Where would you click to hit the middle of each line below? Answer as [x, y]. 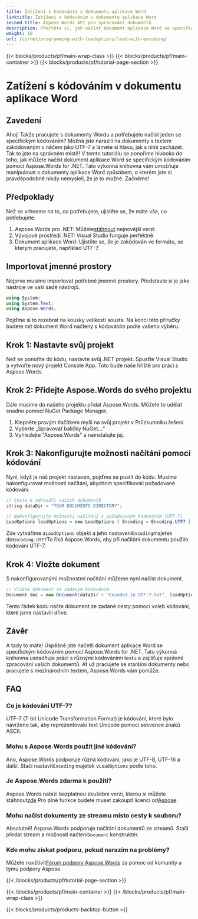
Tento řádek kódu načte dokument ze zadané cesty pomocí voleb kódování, [98, 606]
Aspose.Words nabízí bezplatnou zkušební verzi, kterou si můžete [86, 794]
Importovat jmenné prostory [59, 267]
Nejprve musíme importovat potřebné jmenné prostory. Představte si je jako [98, 281]
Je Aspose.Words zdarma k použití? [59, 781]
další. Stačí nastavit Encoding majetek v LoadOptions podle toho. [82, 765]
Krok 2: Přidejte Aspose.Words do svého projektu [99, 390]
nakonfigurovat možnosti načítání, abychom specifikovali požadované [91, 483]
